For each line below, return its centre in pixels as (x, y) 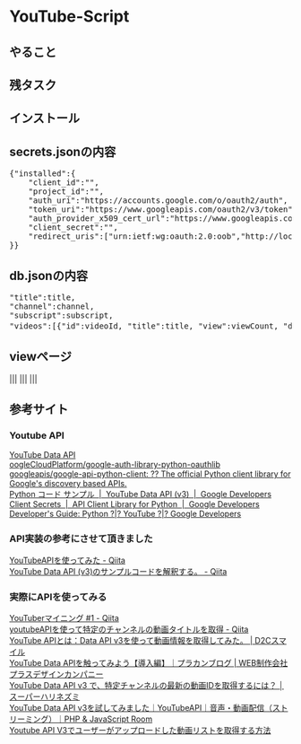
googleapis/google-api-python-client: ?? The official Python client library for (150, 474)
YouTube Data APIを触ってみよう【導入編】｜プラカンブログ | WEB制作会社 (149, 663)
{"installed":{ (43, 174)
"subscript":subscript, (61, 315)
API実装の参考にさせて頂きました (82, 538)
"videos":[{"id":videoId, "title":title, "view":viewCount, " (149, 326)
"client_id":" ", (64, 183)
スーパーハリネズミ (45, 696)
